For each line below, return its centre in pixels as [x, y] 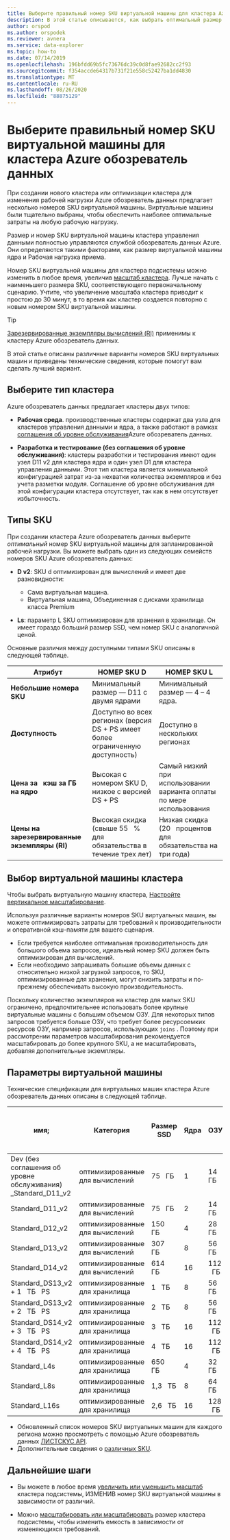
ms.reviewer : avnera [37, 39]
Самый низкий [183, 766]
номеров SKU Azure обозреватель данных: [70, 558]
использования [184, 808]
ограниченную [117, 746]
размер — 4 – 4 [184, 692]
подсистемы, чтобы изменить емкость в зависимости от [100, 1522]
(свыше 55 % [116, 828]
